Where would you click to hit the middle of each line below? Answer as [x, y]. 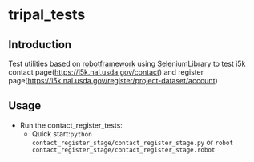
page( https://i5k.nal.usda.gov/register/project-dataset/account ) [113, 81]
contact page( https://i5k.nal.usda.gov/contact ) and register [106, 72]
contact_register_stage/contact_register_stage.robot [123, 150]
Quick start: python [62, 133]
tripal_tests [47, 15]
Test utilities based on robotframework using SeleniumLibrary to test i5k [127, 63]
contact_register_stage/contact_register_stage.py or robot [133, 142]
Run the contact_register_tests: [71, 125]
